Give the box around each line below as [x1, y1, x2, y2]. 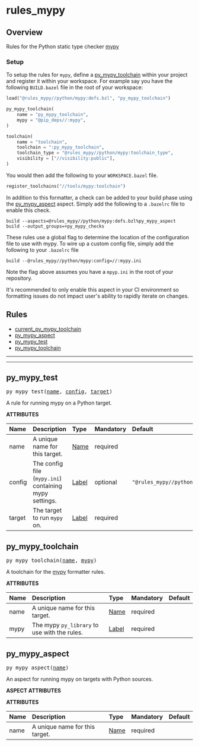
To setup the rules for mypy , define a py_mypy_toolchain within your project [6, 71, 188, 78]
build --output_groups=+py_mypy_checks [6, 223, 105, 229]
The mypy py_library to [31, 621, 99, 630]
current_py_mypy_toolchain [14, 325, 82, 333]
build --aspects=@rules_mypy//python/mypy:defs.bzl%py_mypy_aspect [6, 218, 176, 224]
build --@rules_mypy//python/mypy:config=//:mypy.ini [6, 258, 142, 264]
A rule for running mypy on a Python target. [6, 399, 113, 407]
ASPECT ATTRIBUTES [6, 687, 61, 694]
